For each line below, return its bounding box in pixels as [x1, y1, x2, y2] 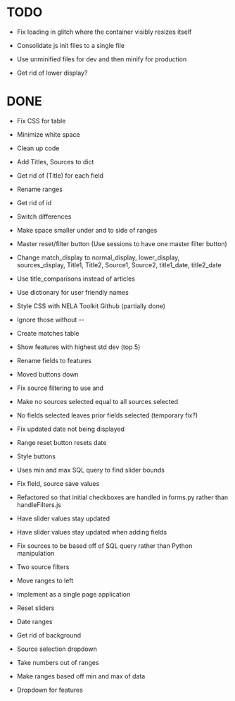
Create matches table [16, 329, 80, 337]
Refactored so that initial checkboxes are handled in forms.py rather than [16, 493, 229, 501]
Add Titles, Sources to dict [16, 157, 94, 166]
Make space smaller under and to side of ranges [16, 226, 158, 234]
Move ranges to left [16, 576, 74, 585]
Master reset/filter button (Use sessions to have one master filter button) [16, 239, 228, 248]
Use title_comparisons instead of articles [16, 274, 135, 283]
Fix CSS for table [16, 116, 66, 125]
